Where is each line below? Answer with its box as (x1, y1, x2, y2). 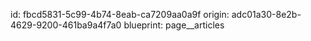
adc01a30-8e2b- (231, 9, 302, 20)
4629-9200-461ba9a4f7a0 (10, 19, 122, 31)
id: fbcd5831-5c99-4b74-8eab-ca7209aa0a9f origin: (10, 9, 230, 20)
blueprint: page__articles (123, 19, 225, 31)
